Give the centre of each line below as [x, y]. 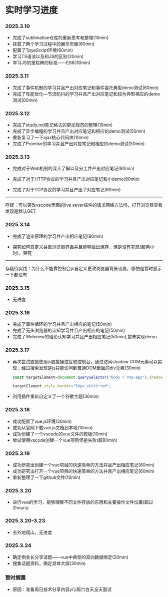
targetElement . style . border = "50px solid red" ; [62, 386]
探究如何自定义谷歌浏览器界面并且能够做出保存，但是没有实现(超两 [81, 247]
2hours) [20, 508]
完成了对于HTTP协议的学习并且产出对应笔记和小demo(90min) [76, 179]
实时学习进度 [32, 10]
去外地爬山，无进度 [32, 532]
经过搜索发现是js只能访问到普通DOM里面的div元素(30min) [81, 368]
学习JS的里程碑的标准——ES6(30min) [51, 63]
